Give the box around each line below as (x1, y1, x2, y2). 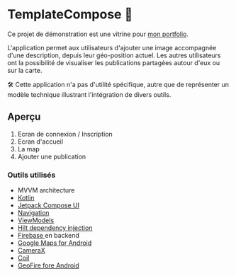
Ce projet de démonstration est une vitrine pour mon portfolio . (7, 30, 189, 38)
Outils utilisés (7, 170, 56, 180)
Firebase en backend (17, 231, 80, 240)
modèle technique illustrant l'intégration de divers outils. (7, 90, 172, 98)
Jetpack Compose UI (17, 201, 80, 209)
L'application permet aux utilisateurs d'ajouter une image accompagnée (7, 43, 217, 52)
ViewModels (17, 216, 55, 225)
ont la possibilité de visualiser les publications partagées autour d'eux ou (7, 58, 220, 67)
